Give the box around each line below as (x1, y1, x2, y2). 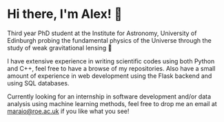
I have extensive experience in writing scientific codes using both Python (7, 57, 215, 65)
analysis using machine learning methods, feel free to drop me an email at (7, 99, 217, 108)
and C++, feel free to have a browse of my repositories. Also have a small (7, 64, 216, 72)
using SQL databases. (7, 79, 70, 87)
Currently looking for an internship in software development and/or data (7, 92, 212, 101)
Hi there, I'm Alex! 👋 (7, 6, 123, 22)
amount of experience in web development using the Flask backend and (7, 72, 212, 80)
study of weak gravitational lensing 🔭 (7, 43, 112, 52)
